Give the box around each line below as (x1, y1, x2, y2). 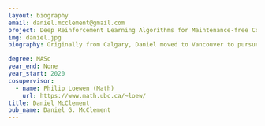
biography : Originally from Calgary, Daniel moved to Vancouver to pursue (8, 41, 259, 49)
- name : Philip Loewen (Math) (15, 84, 114, 92)
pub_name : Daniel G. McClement (8, 106, 111, 114)
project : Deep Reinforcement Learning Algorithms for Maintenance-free (8, 26, 248, 34)
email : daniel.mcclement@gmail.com (8, 19, 125, 27)
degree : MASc (8, 55, 51, 63)
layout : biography (8, 11, 69, 20)
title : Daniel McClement (8, 99, 90, 107)
